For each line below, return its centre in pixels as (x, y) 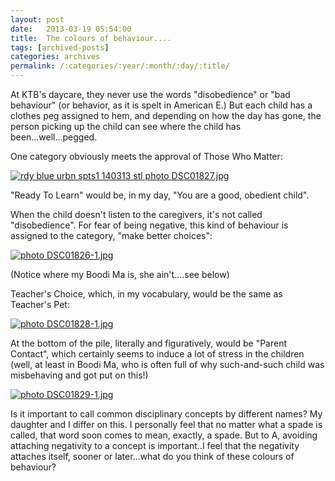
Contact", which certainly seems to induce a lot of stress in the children (157, 354)
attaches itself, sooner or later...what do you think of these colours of (152, 456)
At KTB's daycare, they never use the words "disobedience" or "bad (150, 94)
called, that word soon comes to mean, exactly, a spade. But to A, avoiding (164, 435)
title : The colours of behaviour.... (91, 38)
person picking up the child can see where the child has (126, 126)
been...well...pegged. (54, 137)
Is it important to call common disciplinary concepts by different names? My (166, 414)
